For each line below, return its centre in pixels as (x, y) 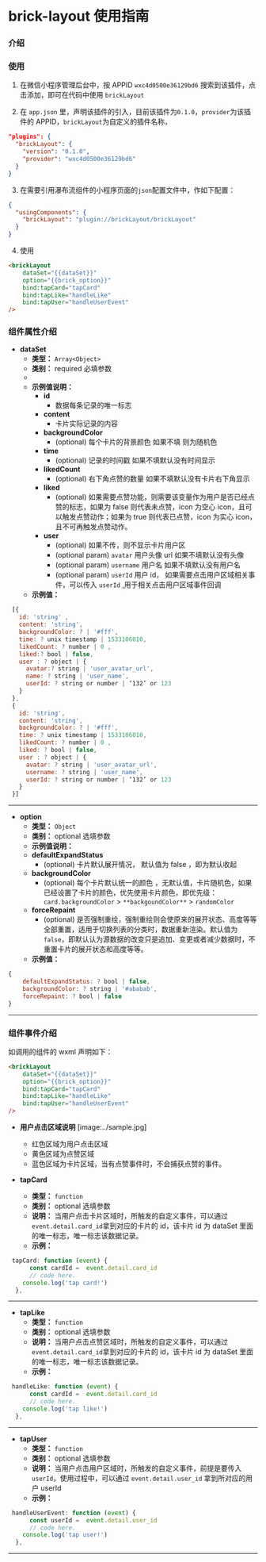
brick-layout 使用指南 (79, 16)
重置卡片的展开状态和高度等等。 (95, 950)
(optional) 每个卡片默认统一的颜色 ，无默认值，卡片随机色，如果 (148, 883)
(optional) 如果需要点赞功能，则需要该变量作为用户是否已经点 (155, 497)
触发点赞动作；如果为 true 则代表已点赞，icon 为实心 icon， (160, 517)
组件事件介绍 (33, 1033)
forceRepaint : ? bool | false (72, 996)
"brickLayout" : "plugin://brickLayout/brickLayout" (109, 220)
